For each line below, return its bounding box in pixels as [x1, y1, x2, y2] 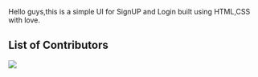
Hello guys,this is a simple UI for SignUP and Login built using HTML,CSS [8, 7, 251, 16]
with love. [8, 15, 40, 25]
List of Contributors [8, 38, 109, 52]
